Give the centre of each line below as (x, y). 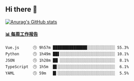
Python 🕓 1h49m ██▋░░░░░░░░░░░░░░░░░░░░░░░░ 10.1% (67, 54)
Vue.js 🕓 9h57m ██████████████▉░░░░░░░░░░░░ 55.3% (67, 48)
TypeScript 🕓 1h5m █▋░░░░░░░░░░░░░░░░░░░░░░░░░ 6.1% (67, 67)
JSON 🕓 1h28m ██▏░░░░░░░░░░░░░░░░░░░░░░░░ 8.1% (67, 60)
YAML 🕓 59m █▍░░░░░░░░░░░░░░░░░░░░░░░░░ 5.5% (67, 73)
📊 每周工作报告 (22, 34)
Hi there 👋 (21, 9)
